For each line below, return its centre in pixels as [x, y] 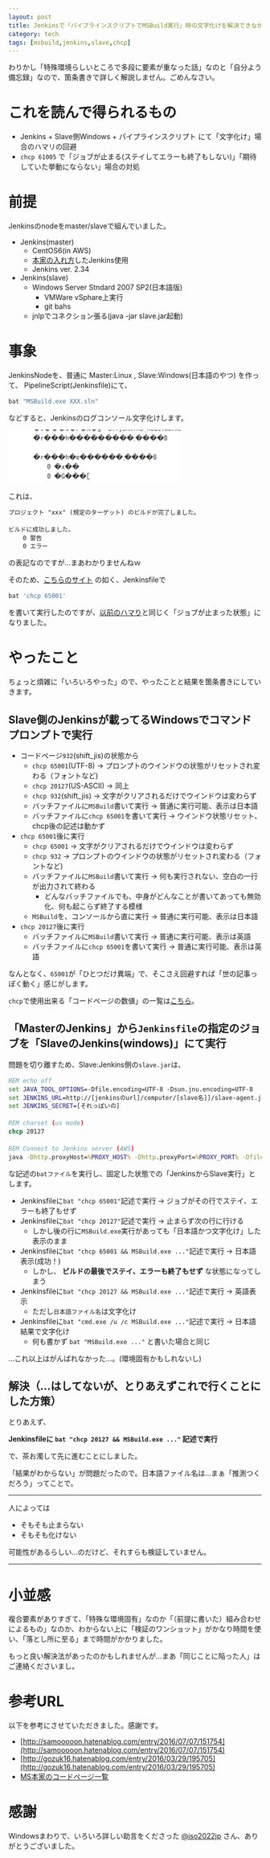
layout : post [30, 17]
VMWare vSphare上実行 [84, 297]
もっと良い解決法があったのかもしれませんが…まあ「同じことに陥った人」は [135, 1656]
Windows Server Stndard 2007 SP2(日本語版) [107, 287]
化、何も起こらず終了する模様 [93, 906]
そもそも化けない [48, 1535]
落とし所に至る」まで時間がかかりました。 [96, 1639]
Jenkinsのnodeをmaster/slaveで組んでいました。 [90, 226]
